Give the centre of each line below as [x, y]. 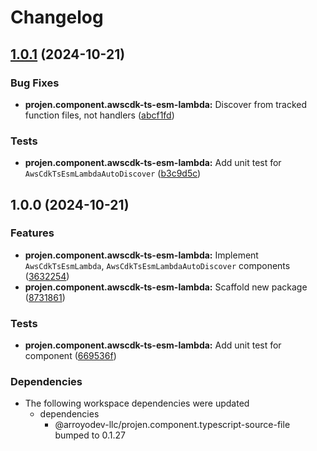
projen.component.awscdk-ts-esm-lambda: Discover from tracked [166, 104]
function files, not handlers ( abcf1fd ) [99, 115]
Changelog [57, 17]
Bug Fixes [35, 83]
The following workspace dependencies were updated [137, 403]
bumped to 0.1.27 [90, 435]
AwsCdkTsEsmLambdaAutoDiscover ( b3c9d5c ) [113, 173]
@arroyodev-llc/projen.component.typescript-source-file [172, 425]
